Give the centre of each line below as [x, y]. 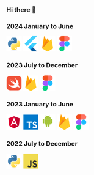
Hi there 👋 [21, 10]
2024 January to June [40, 26]
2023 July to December [42, 65]
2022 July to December [42, 143]
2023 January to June [40, 105]
